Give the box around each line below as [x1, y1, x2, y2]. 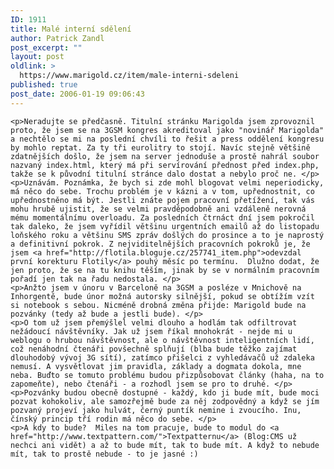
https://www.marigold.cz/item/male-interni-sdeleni [19, 71, 240, 81]
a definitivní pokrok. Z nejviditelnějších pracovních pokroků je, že [10, 239, 311, 249]
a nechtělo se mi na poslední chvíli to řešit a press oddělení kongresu [10, 134, 325, 144]
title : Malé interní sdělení [10, 24, 132, 34]
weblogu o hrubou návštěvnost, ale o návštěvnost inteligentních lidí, [10, 335, 315, 345]
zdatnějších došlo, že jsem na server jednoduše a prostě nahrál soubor [10, 151, 320, 161]
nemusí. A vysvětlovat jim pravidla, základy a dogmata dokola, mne [10, 361, 302, 371]
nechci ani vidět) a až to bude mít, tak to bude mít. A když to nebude [10, 440, 320, 450]
